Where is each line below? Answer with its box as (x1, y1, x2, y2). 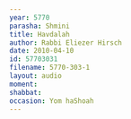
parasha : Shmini (9, 21, 70, 30)
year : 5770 (9, 13, 50, 22)
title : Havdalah (9, 30, 70, 38)
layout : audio (9, 72, 63, 81)
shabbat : (9, 88, 42, 97)
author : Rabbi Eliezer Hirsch (9, 38, 123, 47)
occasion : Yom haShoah (9, 96, 94, 106)
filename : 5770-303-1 (9, 64, 91, 72)
